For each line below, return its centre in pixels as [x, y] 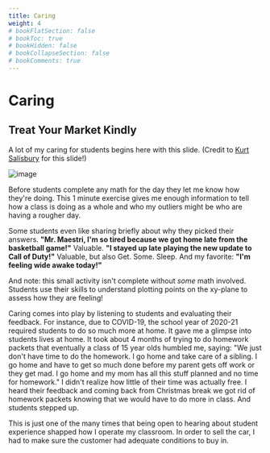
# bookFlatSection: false [52, 31]
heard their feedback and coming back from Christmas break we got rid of [132, 390]
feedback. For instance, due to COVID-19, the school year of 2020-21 [123, 322]
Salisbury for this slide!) [48, 158]
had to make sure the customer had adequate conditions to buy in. [119, 440]
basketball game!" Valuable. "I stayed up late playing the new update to [130, 247]
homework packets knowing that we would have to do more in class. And [130, 399]
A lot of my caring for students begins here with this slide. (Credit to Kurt [129, 149]
